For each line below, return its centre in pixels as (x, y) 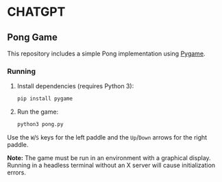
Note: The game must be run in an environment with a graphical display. (109, 158)
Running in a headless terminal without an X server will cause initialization (111, 166)
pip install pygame (45, 99)
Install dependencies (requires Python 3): (75, 86)
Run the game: (38, 112)
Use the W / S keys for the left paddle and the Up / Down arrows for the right (107, 138)
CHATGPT (36, 12)
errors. (16, 172)
